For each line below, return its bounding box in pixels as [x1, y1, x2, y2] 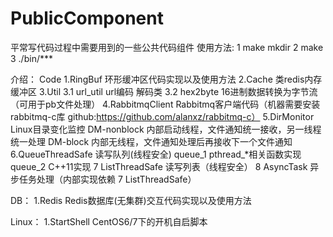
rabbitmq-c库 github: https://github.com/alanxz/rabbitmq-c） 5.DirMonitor [10, 110, 315, 122]
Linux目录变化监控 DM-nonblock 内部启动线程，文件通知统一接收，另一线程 [10, 123, 322, 135]
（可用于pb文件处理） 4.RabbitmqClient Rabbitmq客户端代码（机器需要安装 [10, 98, 321, 110]
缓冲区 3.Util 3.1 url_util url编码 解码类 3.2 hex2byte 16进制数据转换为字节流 [10, 85, 318, 97]
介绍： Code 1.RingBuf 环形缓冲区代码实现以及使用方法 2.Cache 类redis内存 [10, 73, 323, 85]
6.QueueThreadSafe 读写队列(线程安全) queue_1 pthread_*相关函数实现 [10, 148, 302, 160]
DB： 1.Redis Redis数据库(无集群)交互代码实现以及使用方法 [10, 194, 252, 206]
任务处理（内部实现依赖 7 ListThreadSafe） [18, 173, 197, 185]
